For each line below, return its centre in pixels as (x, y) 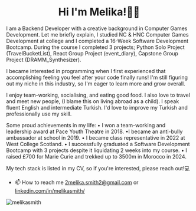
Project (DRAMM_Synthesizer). (44, 60)
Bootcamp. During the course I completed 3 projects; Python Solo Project (95, 47)
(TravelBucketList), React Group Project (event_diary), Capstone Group (92, 53)
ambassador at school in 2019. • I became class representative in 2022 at (96, 137)
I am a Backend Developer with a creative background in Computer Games (97, 28)
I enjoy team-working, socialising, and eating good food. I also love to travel (98, 95)
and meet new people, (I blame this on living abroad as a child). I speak (93, 101)
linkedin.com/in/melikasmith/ (50, 190)
